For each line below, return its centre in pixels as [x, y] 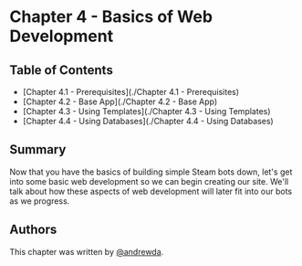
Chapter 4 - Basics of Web [111, 17]
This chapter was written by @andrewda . [87, 251]
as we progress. [40, 201]
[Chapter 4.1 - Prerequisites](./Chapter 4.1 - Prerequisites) [131, 92]
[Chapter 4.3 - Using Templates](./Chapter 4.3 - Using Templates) [146, 111]
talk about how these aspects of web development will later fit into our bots [151, 191]
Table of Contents [62, 70]
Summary [38, 149]
